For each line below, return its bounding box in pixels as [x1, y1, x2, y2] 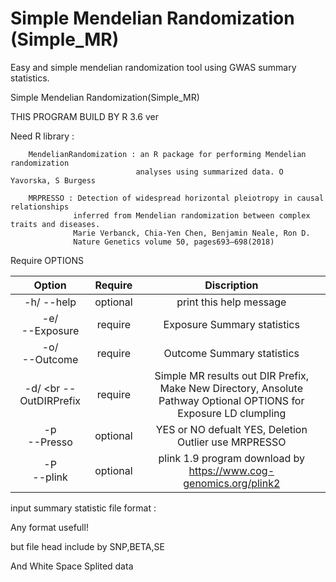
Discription [204, 278, 259, 292]
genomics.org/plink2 [183, 476, 281, 490]
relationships [10, 202, 70, 212]
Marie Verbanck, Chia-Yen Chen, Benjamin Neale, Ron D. [73, 228, 311, 238]
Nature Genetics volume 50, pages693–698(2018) [73, 237, 275, 247]
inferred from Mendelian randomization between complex [73, 210, 311, 221]
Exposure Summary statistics [163, 317, 300, 331]
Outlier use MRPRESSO [177, 435, 287, 449]
